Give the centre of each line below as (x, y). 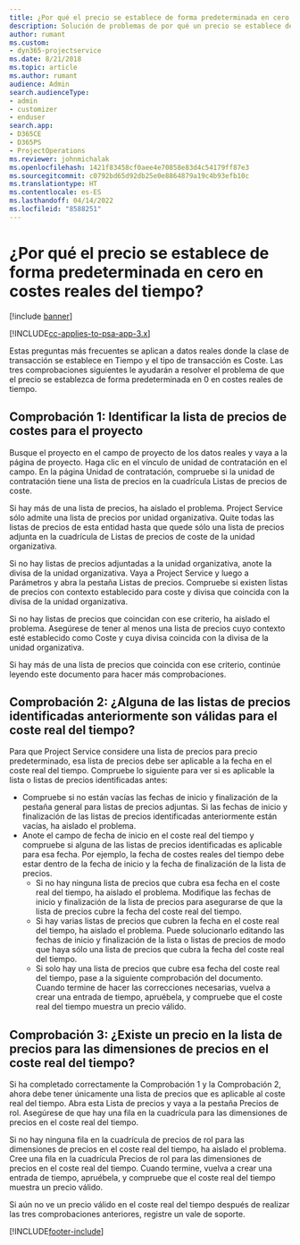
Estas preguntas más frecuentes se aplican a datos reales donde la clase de (149, 351)
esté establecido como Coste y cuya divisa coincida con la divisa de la (139, 637)
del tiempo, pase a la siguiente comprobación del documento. (149, 978)
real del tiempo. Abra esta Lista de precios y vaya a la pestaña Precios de (144, 1104)
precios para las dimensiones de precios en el (139, 1049)
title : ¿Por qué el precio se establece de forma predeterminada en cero (150, 17)
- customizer (33, 109)
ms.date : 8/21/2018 (46, 59)
